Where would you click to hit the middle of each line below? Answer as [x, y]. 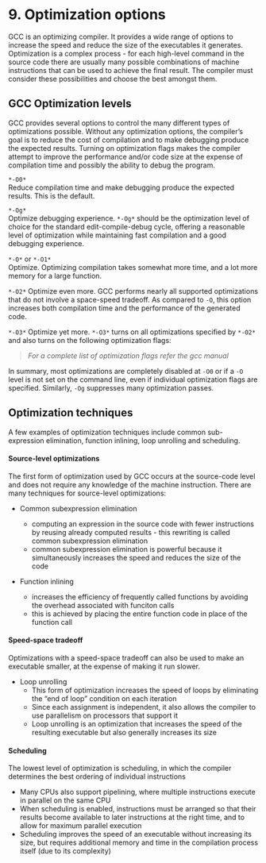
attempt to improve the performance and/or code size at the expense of [126, 156]
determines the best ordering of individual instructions [97, 776]
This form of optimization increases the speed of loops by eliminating [145, 690]
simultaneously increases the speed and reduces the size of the [136, 557]
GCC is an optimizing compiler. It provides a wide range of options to [121, 37]
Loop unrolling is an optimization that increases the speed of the [137, 723]
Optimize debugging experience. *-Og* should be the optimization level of [129, 218]
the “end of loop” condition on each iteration [104, 698]
